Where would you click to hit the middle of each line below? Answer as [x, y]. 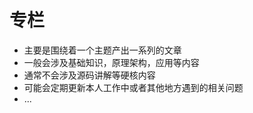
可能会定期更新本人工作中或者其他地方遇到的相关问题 [133, 87]
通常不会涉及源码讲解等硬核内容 [89, 75]
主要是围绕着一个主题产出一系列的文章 [102, 50]
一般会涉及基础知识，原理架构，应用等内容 [111, 62]
